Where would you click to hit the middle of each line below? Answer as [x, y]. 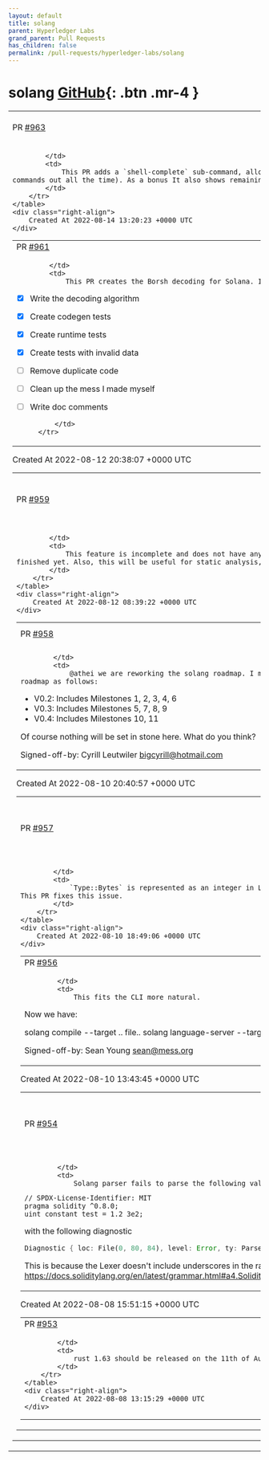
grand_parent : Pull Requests [57, 38]
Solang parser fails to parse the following [159, 1183]
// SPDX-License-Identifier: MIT [88, 1198]
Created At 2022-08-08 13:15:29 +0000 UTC [123, 1399]
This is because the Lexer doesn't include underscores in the [139, 1266]
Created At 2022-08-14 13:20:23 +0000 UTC [111, 220]
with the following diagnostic [78, 1231]
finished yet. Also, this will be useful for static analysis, [139, 562]
